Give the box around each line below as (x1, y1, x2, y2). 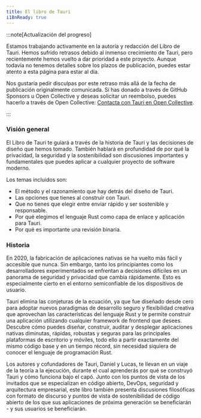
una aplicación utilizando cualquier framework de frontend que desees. (6, 317, 182, 324)
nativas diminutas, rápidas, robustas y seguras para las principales (6, 330, 170, 337)
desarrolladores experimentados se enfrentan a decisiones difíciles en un (6, 267, 187, 275)
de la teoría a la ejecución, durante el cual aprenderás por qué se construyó (6, 367, 193, 374)
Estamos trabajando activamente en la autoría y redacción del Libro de (6, 43, 181, 50)
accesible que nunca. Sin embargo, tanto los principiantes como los (6, 261, 173, 268)
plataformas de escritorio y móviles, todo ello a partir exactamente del (6, 336, 179, 344)
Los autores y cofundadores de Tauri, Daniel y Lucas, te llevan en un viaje (6, 360, 188, 368)
